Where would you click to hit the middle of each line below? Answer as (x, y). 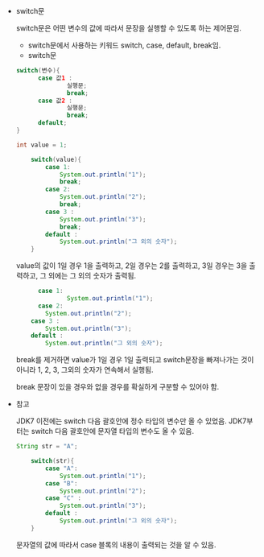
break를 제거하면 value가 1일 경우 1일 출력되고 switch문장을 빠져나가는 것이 (135, 360)
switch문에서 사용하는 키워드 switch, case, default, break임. (124, 45)
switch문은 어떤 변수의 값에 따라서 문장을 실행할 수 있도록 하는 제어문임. (128, 28)
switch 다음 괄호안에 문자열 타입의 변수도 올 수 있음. (113, 431)
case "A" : (62, 468)
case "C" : (64, 498)
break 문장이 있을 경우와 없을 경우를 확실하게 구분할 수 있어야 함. (118, 387)
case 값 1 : (55, 78)
